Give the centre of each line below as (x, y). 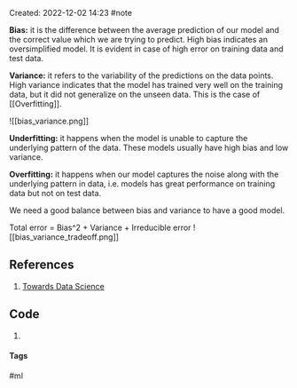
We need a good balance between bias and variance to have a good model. (147, 210)
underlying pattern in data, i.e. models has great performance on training (142, 184)
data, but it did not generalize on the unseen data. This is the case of (135, 94)
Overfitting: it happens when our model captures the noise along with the (144, 174)
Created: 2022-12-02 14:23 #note (71, 13)
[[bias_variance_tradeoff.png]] (64, 237)
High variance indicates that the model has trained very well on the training (146, 85)
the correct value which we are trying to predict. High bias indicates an (139, 40)
